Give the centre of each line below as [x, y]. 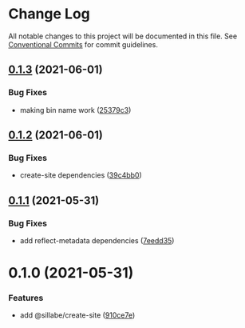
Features [26, 298]
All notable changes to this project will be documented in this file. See [123, 36]
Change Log [49, 14]
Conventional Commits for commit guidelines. [83, 44]
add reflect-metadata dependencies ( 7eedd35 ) [97, 240]
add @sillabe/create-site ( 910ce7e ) [77, 315]
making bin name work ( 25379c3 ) [75, 110]
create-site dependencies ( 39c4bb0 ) [81, 175]
